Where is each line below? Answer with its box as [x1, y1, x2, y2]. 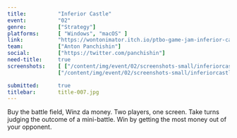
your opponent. [7, 123, 52, 131]
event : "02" [7, 17, 71, 24]
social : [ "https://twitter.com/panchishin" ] [7, 50, 166, 57]
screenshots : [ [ [7, 63, 68, 70]
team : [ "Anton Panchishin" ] [7, 43, 121, 50]
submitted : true [7, 82, 71, 89]
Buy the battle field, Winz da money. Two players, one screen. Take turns [7, 108, 220, 116]
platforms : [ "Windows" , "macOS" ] [7, 30, 128, 37]
